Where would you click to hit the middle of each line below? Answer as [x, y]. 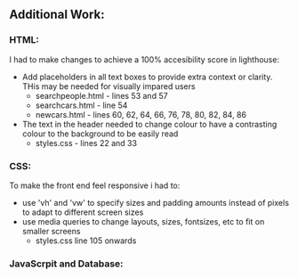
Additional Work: [57, 15]
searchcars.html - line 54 [81, 105]
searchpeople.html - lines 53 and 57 [101, 95]
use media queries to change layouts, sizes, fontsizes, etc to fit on [143, 221]
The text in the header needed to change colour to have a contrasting [149, 124]
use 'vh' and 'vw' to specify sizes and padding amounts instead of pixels [155, 202]
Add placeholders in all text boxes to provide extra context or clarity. [147, 77]
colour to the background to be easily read [100, 134]
